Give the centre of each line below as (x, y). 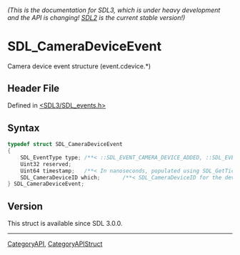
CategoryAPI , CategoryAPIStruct (55, 244)
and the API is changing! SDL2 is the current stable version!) (96, 17)
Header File (34, 88)
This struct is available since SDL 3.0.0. (65, 224)
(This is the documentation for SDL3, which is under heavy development (114, 10)
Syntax (24, 128)
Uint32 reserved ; (46, 164)
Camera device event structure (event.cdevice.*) (79, 66)
